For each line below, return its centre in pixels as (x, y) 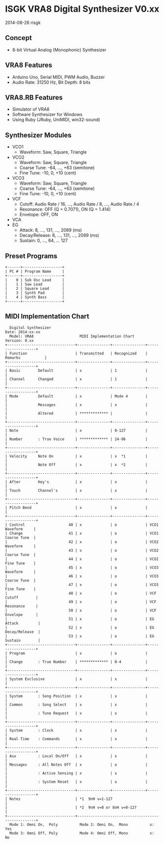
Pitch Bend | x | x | (79, 508)
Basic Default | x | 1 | (79, 371)
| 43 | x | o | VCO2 (82, 550)
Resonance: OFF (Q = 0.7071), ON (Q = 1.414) (65, 210)
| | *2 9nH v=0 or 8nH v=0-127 (71, 807)
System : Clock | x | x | (79, 730)
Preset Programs (31, 256)
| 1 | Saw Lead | (35, 284)
